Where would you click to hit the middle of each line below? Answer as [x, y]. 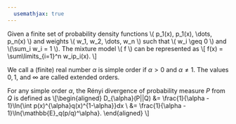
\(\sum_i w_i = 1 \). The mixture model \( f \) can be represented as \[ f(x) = [115, 48]
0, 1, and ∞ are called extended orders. [64, 77]
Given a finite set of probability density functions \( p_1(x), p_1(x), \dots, [110, 34]
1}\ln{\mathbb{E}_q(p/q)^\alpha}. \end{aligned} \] [78, 113]
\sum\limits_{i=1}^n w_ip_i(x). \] [52, 56]
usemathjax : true [39, 14]
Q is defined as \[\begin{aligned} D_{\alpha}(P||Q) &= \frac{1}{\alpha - [108, 98]
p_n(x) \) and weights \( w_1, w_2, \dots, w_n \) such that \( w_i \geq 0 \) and [117, 41]
